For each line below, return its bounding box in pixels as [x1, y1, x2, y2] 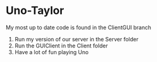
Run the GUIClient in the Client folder [14, 42, 108, 49]
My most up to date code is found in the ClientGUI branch [6, 24, 151, 31]
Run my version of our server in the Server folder [14, 35, 139, 43]
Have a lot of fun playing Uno [14, 48, 89, 55]
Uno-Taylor [6, 4, 64, 18]
